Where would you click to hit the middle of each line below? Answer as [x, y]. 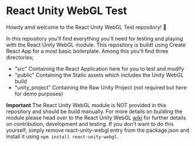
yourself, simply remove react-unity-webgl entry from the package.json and [98, 130]
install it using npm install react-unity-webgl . [62, 136]
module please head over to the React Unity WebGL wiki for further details [96, 117]
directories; [20, 57]
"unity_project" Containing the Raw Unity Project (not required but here [100, 87]
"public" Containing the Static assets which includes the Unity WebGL [99, 75]
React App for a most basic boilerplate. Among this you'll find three [87, 51]
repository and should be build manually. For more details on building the [94, 111]
